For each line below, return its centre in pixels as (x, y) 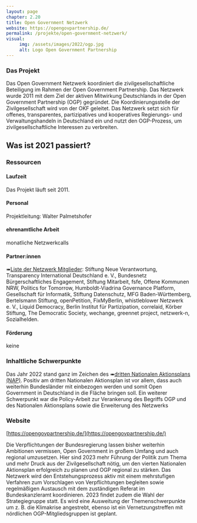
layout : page (22, 11)
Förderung (19, 333)
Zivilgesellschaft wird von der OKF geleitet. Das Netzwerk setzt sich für (93, 108)
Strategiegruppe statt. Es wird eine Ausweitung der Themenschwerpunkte (96, 501)
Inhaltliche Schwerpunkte (44, 361)
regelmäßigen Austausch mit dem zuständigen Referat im (76, 488)
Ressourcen (24, 163)
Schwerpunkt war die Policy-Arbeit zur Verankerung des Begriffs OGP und (96, 399)
